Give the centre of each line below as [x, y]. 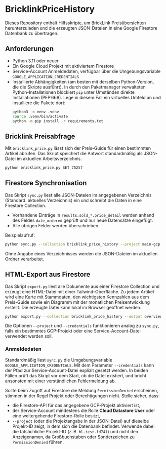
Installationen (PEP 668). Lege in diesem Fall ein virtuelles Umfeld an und [86, 97]
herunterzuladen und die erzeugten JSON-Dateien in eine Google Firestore [81, 28]
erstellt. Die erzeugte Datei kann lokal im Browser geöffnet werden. [73, 307]
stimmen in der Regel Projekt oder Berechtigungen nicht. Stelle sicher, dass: [82, 396]
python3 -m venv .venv [36, 112]
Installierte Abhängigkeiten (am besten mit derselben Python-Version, [83, 82]
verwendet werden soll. [29, 336]
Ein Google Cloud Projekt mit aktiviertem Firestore [63, 66]
